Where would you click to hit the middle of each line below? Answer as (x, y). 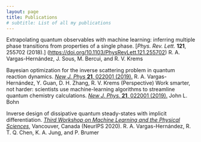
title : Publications (32, 17)
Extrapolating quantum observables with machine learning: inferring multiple (101, 40)
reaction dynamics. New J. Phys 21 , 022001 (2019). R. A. (76, 77)
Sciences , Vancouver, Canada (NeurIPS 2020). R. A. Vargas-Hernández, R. (99, 126)
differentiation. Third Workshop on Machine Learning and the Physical (93, 120)
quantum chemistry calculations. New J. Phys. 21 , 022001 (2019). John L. (97, 95)
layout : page (22, 12)
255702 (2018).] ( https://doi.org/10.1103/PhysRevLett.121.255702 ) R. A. (93, 53)
